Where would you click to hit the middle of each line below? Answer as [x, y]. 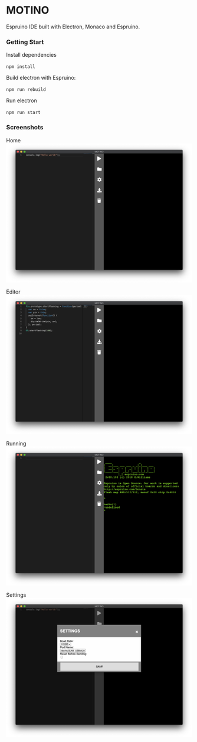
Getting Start [25, 42]
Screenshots [25, 128]
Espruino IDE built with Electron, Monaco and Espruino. [73, 27]
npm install [21, 67]
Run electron [22, 100]
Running [16, 443]
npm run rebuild [26, 90]
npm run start [24, 113]
